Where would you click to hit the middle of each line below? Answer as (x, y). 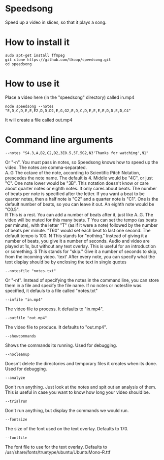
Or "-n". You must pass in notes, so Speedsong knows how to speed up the (82, 162)
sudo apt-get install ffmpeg (35, 55)
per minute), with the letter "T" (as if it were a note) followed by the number (82, 225)
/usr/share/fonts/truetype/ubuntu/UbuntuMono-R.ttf (58, 452)
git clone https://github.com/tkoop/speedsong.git (58, 60)
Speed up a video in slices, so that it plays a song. (56, 22)
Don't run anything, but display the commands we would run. (67, 410)
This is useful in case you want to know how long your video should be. (78, 392)
